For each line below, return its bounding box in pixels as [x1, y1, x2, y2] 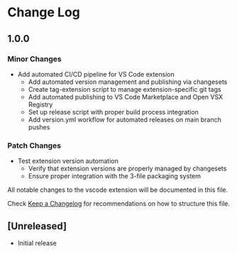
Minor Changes [7, 54, 62, 64]
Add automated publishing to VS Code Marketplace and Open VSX [28, 92, 224, 101]
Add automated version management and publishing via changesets [28, 77, 228, 86]
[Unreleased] [7, 220, 67, 232]
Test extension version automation [17, 157, 118, 166]
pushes [28, 122, 50, 131]
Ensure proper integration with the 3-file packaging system [28, 172, 201, 181]
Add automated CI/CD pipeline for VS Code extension [17, 70, 175, 78]
